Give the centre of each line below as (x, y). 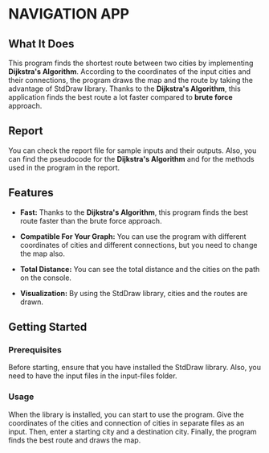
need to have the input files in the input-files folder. (93, 376)
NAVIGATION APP (69, 14)
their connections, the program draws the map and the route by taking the (131, 80)
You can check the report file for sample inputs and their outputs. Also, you (132, 150)
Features (31, 193)
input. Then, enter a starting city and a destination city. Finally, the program (132, 431)
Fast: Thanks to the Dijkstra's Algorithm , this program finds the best (134, 212)
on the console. (46, 278)
